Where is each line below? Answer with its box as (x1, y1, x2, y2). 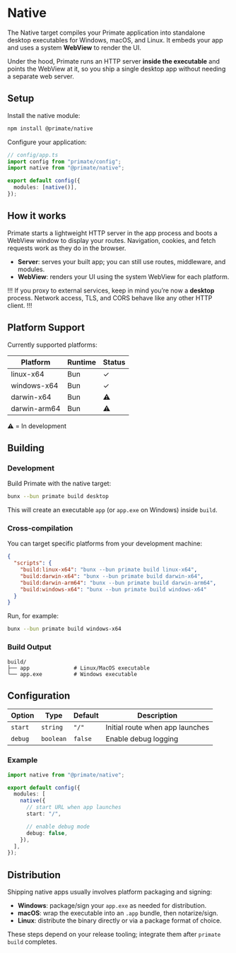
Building (7, 442, 45, 454)
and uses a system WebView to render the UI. (7, 43, 141, 52)
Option (11, 711, 35, 721)
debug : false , (25, 829, 69, 836)
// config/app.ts (7, 151, 59, 158)
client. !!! (7, 301, 33, 309)
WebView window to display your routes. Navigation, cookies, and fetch (7, 236, 216, 244)
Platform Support (7, 321, 85, 333)
